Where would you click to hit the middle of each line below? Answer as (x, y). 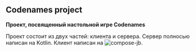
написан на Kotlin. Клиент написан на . (74, 42)
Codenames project (44, 10)
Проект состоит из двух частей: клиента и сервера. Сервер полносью (98, 36)
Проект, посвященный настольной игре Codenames (75, 24)
